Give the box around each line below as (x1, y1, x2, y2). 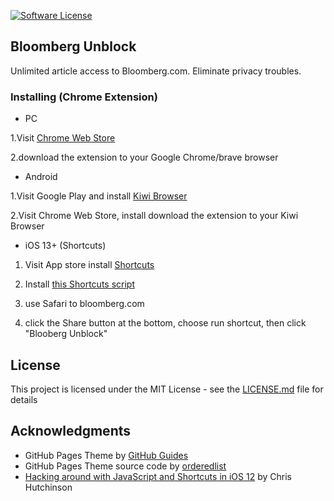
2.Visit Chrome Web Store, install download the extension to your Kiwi (10, 210, 299, 222)
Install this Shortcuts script (24, 278, 136, 290)
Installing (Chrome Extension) (10, 90, 158, 104)
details (10, 393, 38, 405)
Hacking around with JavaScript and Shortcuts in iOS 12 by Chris (24, 470, 292, 482)
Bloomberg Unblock (10, 38, 137, 55)
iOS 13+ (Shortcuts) (24, 240, 107, 252)
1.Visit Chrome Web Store (10, 132, 116, 144)
